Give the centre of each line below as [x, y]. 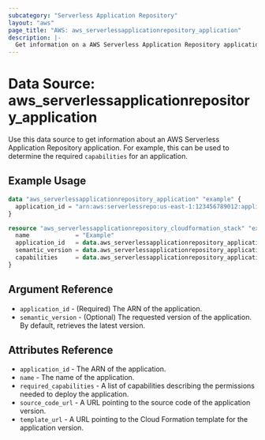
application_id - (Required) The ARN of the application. [111, 308]
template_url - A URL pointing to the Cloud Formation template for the [134, 419]
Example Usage [47, 181]
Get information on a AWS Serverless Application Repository [118, 45]
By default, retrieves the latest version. [82, 325]
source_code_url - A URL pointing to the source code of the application [135, 403]
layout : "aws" [32, 23]
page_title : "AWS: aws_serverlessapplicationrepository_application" [125, 30]
